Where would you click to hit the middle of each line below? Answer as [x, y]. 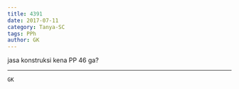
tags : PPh [22, 34]
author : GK [23, 40]
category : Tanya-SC [36, 27]
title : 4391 [25, 14]
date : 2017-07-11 [33, 20]
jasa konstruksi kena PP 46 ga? [53, 60]
